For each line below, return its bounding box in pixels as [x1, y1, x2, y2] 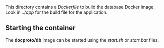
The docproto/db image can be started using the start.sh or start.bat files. [5, 37, 159, 43]
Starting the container [5, 24, 76, 32]
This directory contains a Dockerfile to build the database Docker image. [5, 4, 155, 10]
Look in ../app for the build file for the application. [5, 9, 108, 15]
